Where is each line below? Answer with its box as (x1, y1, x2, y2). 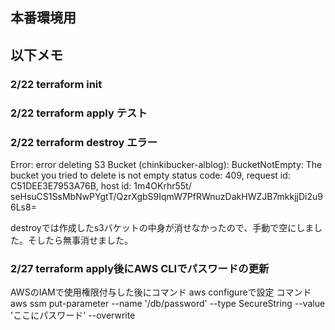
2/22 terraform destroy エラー (10, 135, 158, 149)
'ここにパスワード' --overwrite (10, 309, 136, 322)
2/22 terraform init (10, 77, 103, 91)
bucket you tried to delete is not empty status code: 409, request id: (10, 169, 291, 181)
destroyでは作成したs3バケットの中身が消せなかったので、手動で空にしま (10, 221, 315, 233)
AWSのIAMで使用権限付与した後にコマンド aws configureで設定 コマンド (10, 286, 312, 298)
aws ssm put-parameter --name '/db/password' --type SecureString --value (10, 298, 326, 310)
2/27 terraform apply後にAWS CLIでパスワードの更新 (10, 261, 270, 275)
